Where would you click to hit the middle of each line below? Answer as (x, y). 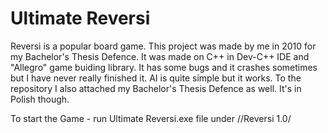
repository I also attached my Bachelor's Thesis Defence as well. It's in (156, 88)
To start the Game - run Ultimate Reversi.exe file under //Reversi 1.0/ (151, 118)
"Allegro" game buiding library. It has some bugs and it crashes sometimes (164, 67)
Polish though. (40, 99)
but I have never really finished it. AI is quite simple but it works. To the (156, 78)
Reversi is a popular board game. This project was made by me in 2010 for (163, 46)
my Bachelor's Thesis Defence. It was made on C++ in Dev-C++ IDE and (160, 56)
